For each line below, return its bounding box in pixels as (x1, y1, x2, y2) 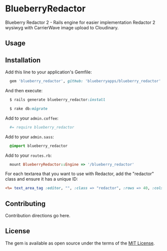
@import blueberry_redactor (9, 143, 68, 148)
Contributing (5, 199, 46, 208)
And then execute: (5, 88, 43, 94)
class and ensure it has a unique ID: (5, 176, 78, 182)
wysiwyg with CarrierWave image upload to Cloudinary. (5, 24, 119, 30)
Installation (5, 56, 41, 64)
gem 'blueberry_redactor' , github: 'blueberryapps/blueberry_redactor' (9, 79, 162, 84)
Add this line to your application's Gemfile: (5, 69, 92, 75)
